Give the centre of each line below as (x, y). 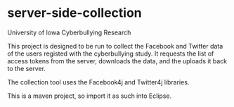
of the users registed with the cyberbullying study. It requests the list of (111, 53)
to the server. (26, 68)
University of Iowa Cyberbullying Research (69, 32)
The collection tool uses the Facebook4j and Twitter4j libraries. (98, 82)
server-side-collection (74, 13)
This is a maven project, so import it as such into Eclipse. (90, 96)
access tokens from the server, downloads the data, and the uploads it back (117, 61)
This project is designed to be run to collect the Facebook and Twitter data (115, 46)
